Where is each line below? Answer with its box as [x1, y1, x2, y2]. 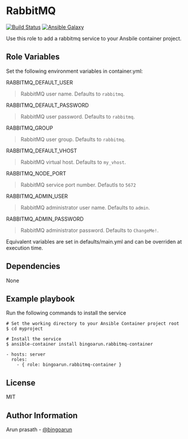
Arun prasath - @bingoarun [6, 426, 73, 433]
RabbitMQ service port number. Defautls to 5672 [20, 181, 136, 188]
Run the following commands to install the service [6, 309, 127, 316]
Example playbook [6, 293, 75, 303]
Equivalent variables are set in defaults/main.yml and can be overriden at [6, 238, 182, 245]
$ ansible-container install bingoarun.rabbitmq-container [6, 342, 153, 347]
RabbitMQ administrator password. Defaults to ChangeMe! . [20, 227, 159, 234]
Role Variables [6, 52, 60, 62]
